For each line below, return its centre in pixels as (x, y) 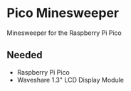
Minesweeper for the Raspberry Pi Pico (64, 33)
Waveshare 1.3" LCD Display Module (70, 80)
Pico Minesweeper (63, 13)
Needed (25, 55)
